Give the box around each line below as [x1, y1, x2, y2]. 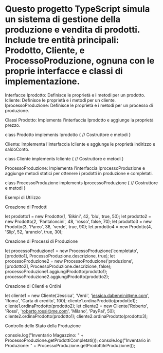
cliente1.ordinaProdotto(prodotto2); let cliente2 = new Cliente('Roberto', [5, 303, 148, 309]
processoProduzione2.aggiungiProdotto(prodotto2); [5, 274, 109, 279]
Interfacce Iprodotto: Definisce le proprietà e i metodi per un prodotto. [5, 92, 145, 98]
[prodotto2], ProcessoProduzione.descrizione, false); [5, 263, 112, 269]
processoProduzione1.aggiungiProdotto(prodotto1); [5, 268, 108, 274]
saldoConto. [5, 146, 30, 152]
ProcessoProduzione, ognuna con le [5, 55, 155, 66]
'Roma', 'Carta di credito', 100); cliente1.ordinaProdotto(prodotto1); [5, 297, 137, 303]
